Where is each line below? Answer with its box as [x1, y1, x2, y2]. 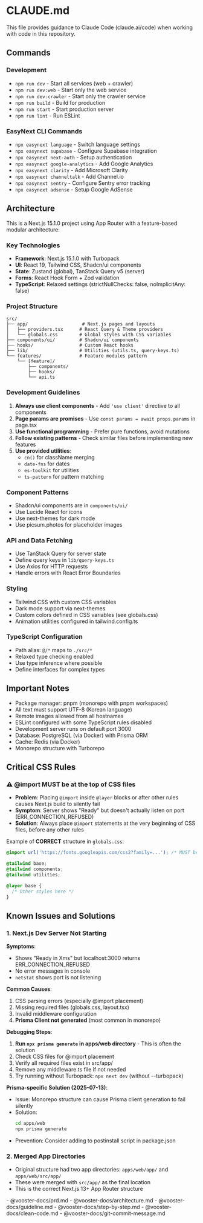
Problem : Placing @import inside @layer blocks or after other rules [14, 794, 179, 801]
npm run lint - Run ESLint [14, 112, 80, 119]
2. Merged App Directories [6, 1152, 86, 1161]
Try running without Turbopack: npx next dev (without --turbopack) [14, 1072, 184, 1079]
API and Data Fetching [6, 536, 73, 544]
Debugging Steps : [6, 1028, 53, 1036]
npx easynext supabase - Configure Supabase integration [14, 147, 157, 155]
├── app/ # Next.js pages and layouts [6, 321, 155, 327]
